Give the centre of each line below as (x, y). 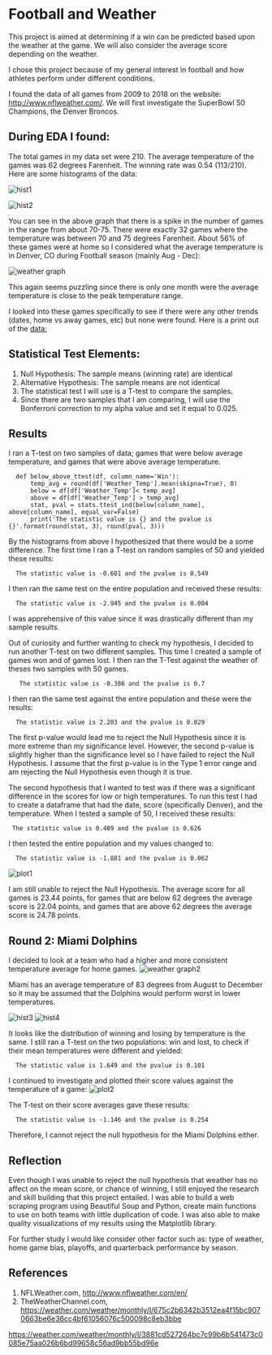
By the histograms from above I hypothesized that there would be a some (131, 542)
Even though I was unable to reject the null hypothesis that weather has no (133, 1180)
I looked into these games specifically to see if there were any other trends (133, 311)
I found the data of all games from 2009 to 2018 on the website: (115, 93)
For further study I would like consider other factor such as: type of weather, (136, 1239)
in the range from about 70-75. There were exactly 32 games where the (128, 229)
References (38, 1273)
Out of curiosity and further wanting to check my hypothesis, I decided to (131, 643)
